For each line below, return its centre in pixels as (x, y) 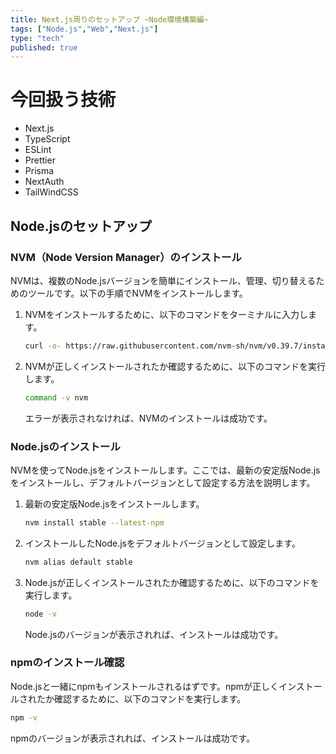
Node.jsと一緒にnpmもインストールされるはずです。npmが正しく (145, 686)
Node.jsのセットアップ (81, 226)
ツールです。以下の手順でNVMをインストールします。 (137, 293)
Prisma (39, 171)
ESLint (38, 150)
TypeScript (47, 139)
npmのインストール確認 (67, 663)
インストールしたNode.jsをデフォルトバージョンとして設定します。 (162, 543)
